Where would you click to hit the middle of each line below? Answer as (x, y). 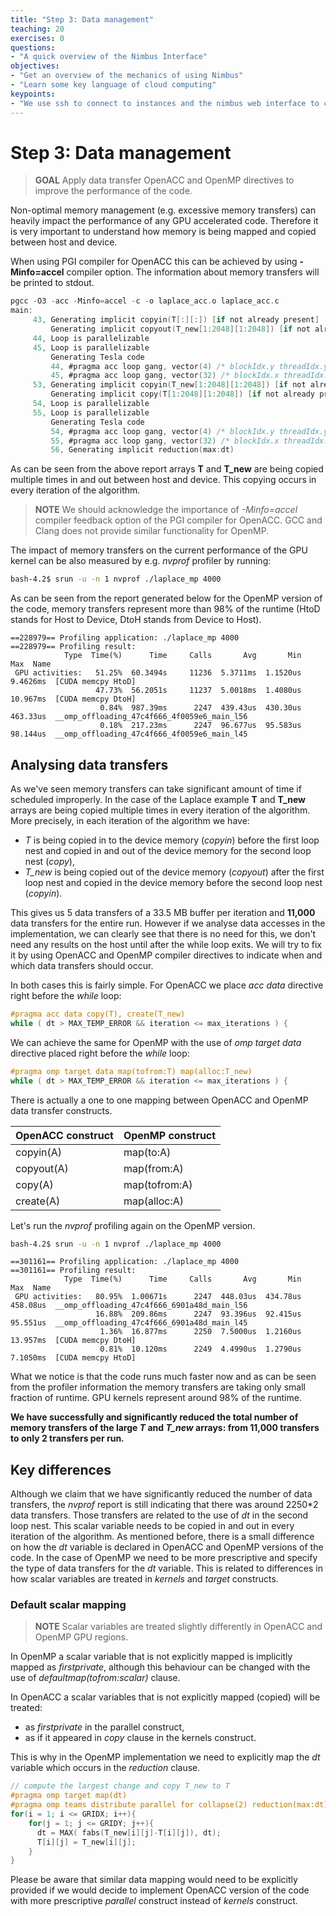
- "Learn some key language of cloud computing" (113, 85)
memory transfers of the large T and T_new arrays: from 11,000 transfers (165, 1428)
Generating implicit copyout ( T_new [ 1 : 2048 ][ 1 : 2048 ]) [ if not (180, 329)
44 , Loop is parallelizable (91, 338)
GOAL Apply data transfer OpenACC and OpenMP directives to (164, 180)
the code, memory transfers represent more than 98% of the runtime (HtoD (165, 609)
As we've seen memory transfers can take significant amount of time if (156, 789)
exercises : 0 (37, 38)
